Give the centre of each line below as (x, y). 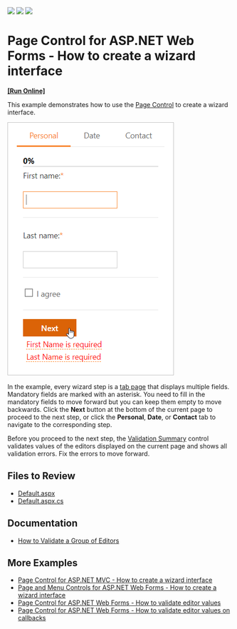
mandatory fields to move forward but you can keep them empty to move (115, 402)
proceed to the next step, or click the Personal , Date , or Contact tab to (111, 417)
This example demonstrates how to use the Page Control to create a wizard (118, 104)
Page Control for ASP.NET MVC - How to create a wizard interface (115, 580)
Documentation (43, 524)
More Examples (43, 563)
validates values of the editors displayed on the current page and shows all (117, 446)
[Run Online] (26, 91)
